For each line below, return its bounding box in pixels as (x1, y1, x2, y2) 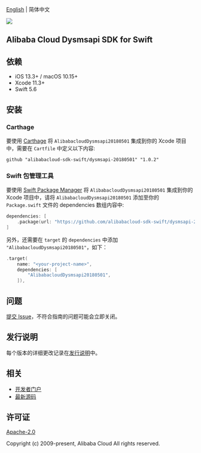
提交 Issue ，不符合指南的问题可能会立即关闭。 (6, 313, 121, 320)
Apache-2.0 (6, 428, 36, 436)
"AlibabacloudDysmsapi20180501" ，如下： (6, 243, 108, 250)
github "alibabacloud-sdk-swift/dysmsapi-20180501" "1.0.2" (6, 156, 160, 162)
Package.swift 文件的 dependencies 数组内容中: (6, 201, 124, 209)
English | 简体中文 (6, 6, 50, 13)
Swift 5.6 (14, 86, 37, 93)
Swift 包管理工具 (6, 171, 54, 180)
